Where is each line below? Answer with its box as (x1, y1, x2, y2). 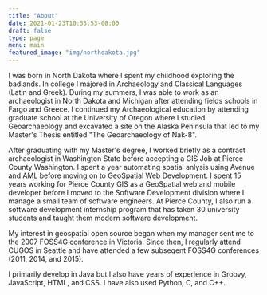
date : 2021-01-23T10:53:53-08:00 (8, 19, 120, 27)
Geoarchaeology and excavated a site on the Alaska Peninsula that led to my (8, 121, 260, 131)
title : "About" (8, 11, 59, 20)
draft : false (8, 26, 52, 34)
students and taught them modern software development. (8, 213, 198, 222)
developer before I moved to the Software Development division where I (8, 188, 245, 197)
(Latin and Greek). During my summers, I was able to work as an (8, 88, 219, 96)
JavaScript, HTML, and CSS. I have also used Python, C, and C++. (8, 278, 226, 287)
